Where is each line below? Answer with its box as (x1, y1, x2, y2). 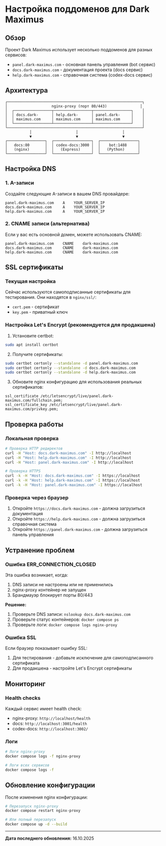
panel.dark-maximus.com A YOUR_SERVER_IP (5, 200, 105, 205)
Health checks (5, 694, 41, 701)
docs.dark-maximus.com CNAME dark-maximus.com (5, 245, 119, 250)
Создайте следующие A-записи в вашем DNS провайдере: (5, 191, 130, 197)
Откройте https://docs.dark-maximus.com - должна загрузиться (12, 505, 146, 512)
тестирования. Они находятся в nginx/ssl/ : (5, 294, 97, 300)
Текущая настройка (5, 278, 56, 285)
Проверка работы (5, 420, 64, 428)
